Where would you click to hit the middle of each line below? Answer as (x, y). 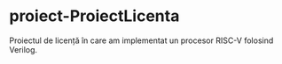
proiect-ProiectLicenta (94, 16)
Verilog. (23, 49)
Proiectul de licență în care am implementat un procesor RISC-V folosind (141, 40)
